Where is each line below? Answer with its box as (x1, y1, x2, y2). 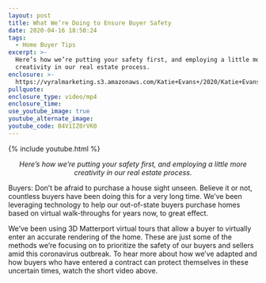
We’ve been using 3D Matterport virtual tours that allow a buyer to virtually (8, 224, 252, 233)
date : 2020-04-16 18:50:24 (8, 26, 97, 34)
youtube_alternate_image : (8, 115, 93, 123)
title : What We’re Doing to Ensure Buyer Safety (8, 19, 172, 27)
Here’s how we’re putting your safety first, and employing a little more (18, 159, 248, 169)
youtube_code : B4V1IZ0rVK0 (8, 122, 97, 130)
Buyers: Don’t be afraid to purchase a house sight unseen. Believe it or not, (8, 183, 253, 193)
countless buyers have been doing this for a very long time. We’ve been (8, 191, 243, 201)
